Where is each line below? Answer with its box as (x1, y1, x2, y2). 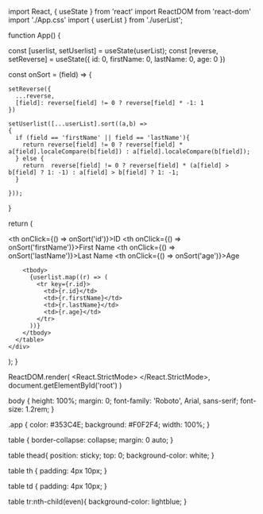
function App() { (8, 31, 61, 40)
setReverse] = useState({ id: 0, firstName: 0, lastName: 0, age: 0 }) (8, 55, 226, 64)
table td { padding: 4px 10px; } (8, 481, 107, 491)
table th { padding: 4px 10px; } (8, 466, 107, 475)
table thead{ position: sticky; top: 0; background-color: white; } (8, 450, 215, 460)
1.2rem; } (25, 404, 55, 414)
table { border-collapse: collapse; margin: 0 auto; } (8, 435, 174, 444)
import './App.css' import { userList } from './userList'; (8, 15, 184, 25)
